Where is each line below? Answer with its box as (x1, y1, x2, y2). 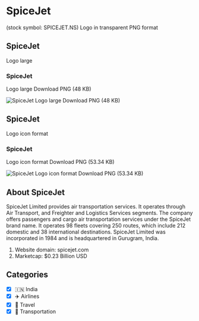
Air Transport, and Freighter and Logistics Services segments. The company (6, 209, 193, 216)
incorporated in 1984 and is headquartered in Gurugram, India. (6, 234, 159, 242)
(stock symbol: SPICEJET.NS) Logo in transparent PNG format (6, 24, 159, 31)
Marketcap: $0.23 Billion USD (14, 252, 87, 260)
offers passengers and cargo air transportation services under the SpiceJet (6, 216, 191, 223)
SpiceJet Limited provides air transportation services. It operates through (6, 202, 186, 210)
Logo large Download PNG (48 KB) (6, 85, 91, 93)
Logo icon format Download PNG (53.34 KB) (6, 158, 115, 166)
